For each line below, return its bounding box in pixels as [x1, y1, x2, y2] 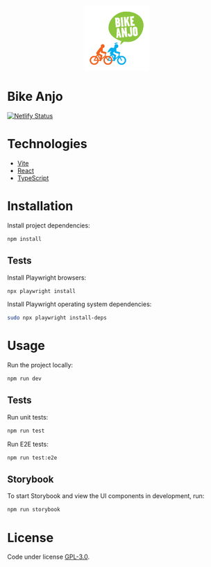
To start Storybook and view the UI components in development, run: [7, 492, 205, 500]
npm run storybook [7, 506, 60, 513]
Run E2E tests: [7, 440, 49, 448]
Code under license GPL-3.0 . [7, 552, 90, 561]
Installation [7, 198, 74, 214]
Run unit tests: [7, 413, 49, 421]
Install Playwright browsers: [7, 273, 87, 282]
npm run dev [7, 375, 42, 383]
